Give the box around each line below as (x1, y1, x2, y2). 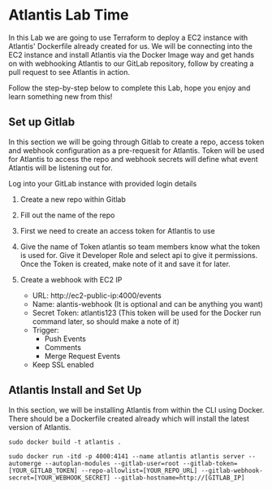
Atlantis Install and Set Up (8, 383, 142, 397)
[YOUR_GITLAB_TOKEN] (8, 466, 79, 475)
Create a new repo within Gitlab (19, 194, 126, 204)
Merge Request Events (44, 351, 121, 361)
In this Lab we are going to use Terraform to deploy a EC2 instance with (8, 33, 248, 42)
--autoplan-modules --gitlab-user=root (44, 459, 180, 467)
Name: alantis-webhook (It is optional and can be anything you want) (32, 299, 264, 308)
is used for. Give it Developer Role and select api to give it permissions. (19, 250, 258, 260)
